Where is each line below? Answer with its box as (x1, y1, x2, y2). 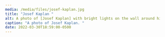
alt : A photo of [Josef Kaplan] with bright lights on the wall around (5, 16, 155, 21)
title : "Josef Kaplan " (5, 12, 54, 16)
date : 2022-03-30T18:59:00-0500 (5, 25, 71, 30)
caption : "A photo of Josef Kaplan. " (5, 20, 84, 25)
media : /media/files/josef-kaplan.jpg (5, 7, 84, 12)
